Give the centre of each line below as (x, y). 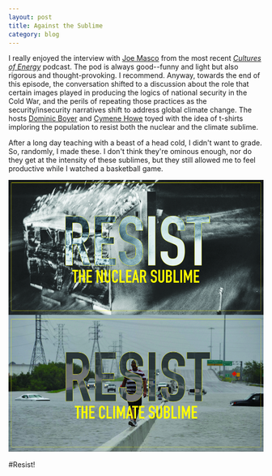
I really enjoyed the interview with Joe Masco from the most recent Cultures (135, 58)
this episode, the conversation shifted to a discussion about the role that (129, 84)
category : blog (34, 34)
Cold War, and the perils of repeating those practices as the (108, 101)
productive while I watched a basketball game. (86, 169)
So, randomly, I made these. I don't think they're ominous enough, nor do (130, 152)
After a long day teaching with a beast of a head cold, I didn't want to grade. (135, 143)
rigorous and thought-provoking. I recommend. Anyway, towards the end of (134, 75)
